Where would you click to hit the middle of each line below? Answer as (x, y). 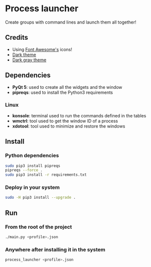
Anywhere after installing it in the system (55, 249)
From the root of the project (39, 227)
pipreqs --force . (24, 170)
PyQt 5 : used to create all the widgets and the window (67, 87)
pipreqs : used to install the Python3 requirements (62, 92)
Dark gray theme (29, 60)
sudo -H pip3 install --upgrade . (41, 198)
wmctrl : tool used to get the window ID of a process (65, 121)
